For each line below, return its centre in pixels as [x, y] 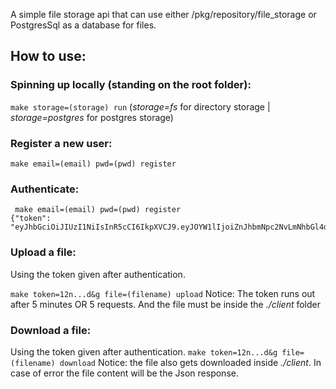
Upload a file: [43, 252]
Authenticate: [45, 189]
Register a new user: [61, 143]
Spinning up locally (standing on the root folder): [131, 85]
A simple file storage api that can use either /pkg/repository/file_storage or [163, 14]
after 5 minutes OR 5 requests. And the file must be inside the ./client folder [166, 304]
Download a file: [51, 330]
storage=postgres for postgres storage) [92, 117]
